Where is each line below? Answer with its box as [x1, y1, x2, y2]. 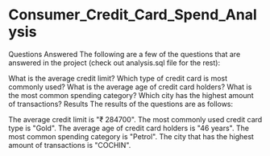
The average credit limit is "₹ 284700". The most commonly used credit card [8, 114, 263, 124]
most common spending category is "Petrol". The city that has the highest [8, 131, 254, 142]
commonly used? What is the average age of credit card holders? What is [8, 82, 252, 92]
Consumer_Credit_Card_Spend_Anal [8, 6, 258, 24]
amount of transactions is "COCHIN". [8, 140, 131, 150]
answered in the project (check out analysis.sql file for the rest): [8, 58, 220, 68]
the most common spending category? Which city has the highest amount [8, 90, 254, 100]
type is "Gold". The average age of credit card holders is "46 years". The [8, 123, 250, 133]
